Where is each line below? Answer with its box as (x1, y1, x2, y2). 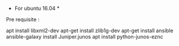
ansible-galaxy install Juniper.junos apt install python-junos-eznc (6, 33, 164, 40)
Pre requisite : (6, 16, 40, 22)
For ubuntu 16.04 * (14, 5, 60, 11)
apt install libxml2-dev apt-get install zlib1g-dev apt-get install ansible (6, 27, 174, 34)
